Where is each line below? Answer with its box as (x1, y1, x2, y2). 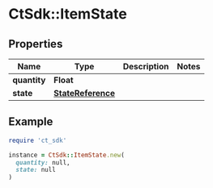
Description (122, 61, 169, 72)
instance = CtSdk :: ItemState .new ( (8, 151, 126, 159)
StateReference (53, 88, 116, 98)
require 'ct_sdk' (8, 136, 67, 144)
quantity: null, (15, 158, 70, 166)
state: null (15, 166, 57, 174)
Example (8, 115, 53, 129)
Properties (8, 37, 63, 51)
